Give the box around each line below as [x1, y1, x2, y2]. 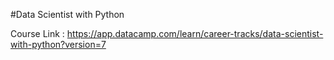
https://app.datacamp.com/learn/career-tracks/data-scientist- [66, 28, 324, 39]
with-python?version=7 [10, 39, 107, 50]
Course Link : [10, 28, 65, 39]
